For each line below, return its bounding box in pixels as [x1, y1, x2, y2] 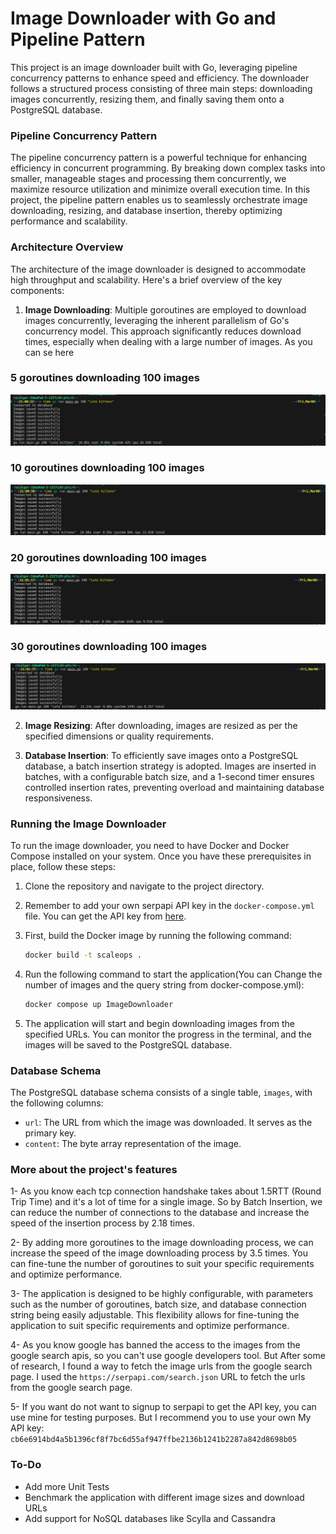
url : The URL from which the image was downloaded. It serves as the [24, 1117, 313, 1129]
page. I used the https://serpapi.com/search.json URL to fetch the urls [10, 1371, 306, 1383]
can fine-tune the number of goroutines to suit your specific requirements [10, 1258, 315, 1270]
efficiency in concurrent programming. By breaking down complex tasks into [10, 162, 326, 174]
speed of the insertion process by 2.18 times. [10, 1217, 196, 1229]
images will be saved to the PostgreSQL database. [24, 1038, 233, 1051]
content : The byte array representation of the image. [24, 1138, 242, 1150]
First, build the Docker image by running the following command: [24, 929, 292, 941]
